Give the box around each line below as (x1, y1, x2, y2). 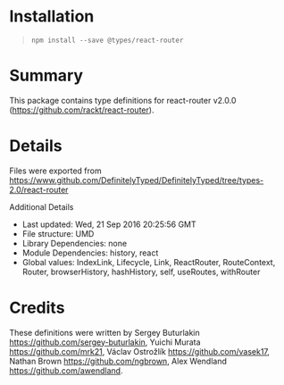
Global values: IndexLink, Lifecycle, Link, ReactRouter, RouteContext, (21, 256, 276, 267)
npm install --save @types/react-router (30, 36, 184, 45)
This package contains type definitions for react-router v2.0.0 (9, 95, 237, 105)
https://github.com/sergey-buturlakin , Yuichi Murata (9, 337, 201, 347)
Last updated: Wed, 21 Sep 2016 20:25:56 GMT (21, 219, 196, 230)
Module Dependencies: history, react (21, 247, 159, 258)
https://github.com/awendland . (9, 364, 123, 376)
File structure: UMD (21, 228, 95, 239)
